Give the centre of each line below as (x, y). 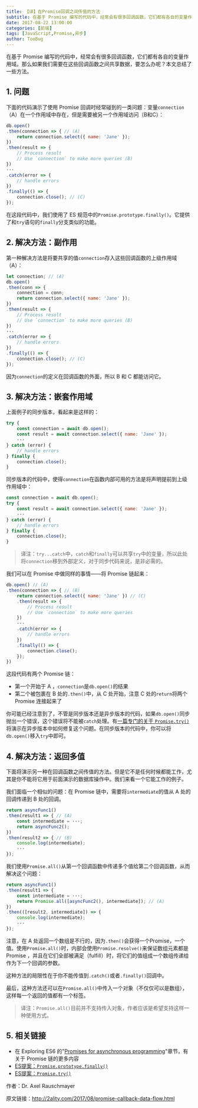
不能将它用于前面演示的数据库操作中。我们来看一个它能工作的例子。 (104, 779)
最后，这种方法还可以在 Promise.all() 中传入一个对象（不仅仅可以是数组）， (97, 988)
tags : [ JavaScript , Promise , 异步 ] (46, 34)
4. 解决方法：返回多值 (46, 756)
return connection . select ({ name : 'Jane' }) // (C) (81, 596)
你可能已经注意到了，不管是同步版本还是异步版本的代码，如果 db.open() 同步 (98, 714)
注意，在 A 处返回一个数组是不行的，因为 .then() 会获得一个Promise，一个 (96, 941)
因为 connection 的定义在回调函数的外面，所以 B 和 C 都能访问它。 (85, 376)
